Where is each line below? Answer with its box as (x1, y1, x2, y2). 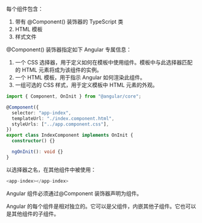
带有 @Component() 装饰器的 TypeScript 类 (14, 18, 124, 25)
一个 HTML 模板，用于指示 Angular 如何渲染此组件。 (14, 74, 146, 81)
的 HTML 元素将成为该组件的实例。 (14, 66, 103, 74)
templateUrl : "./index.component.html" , (11, 115, 115, 122)
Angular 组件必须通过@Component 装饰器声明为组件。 (6, 189, 142, 197)
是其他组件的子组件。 (6, 210, 59, 217)
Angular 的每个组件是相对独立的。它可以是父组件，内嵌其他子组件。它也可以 (6, 203, 197, 210)
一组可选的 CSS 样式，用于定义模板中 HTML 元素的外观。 (14, 81, 158, 89)
